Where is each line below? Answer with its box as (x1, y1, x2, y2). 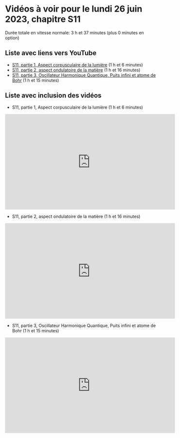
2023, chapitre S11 (5, 14, 81, 25)
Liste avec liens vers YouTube (5, 49, 97, 57)
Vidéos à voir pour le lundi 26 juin (5, 3, 143, 15)
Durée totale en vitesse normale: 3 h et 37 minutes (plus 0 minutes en (5, 30, 144, 35)
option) (5, 35, 19, 41)
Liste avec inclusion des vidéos (5, 91, 102, 100)
